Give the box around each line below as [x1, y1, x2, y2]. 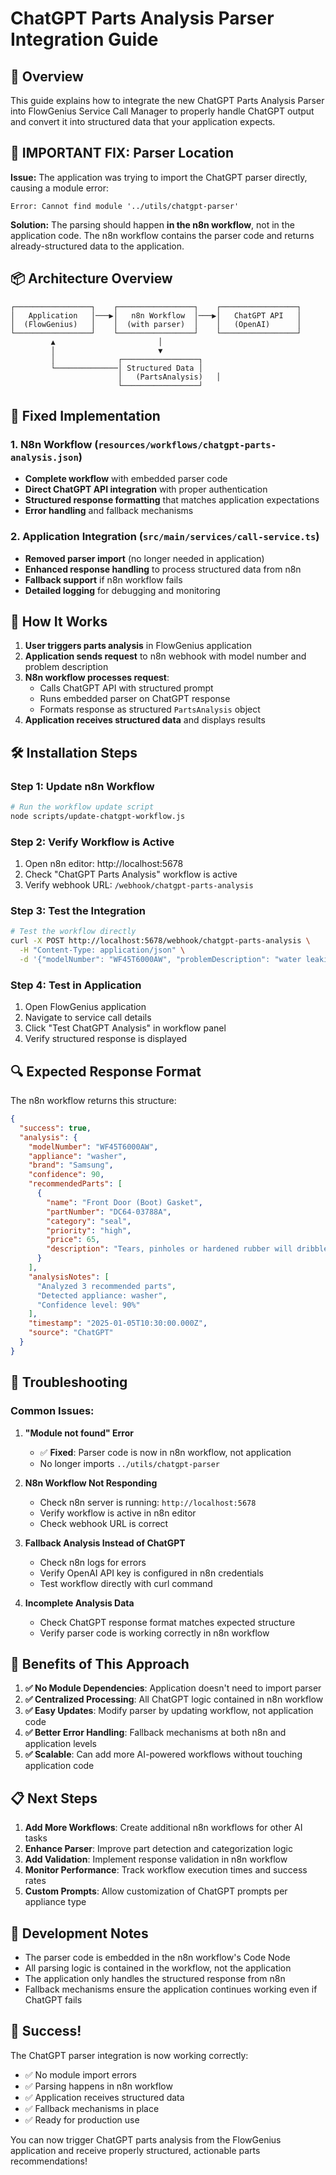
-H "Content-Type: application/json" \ [19, 945, 186, 956]
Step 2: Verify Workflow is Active [10, 835, 175, 849]
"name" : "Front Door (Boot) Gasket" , [46, 1197, 203, 1207]
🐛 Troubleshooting [10, 1374, 128, 1391]
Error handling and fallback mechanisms [24, 505, 194, 517]
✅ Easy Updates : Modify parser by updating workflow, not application [24, 1705, 314, 1717]
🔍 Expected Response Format [10, 1063, 202, 1080]
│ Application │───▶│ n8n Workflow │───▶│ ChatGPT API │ [10, 310, 302, 321]
